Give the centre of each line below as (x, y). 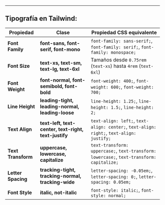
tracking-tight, (58, 170)
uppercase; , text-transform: (124, 150)
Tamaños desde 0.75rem (119, 59)
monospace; (124, 52)
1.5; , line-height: (132, 107)
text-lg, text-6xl (60, 69)
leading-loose (57, 113)
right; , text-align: (113, 133)
